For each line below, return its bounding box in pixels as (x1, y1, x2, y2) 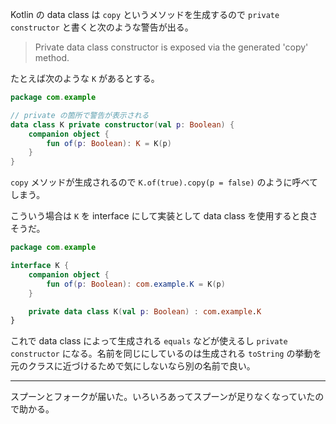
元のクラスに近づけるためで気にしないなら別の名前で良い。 (10, 360, 256, 372)
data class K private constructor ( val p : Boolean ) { (10, 119, 235, 130)
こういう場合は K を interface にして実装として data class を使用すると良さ (10, 210, 318, 222)
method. (34, 52, 70, 63)
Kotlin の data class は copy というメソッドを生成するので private (10, 9, 280, 20)
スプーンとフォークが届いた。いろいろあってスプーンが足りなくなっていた (10, 391, 316, 403)
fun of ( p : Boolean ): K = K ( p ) (46, 138, 172, 148)
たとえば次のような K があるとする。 (10, 73, 160, 84)
